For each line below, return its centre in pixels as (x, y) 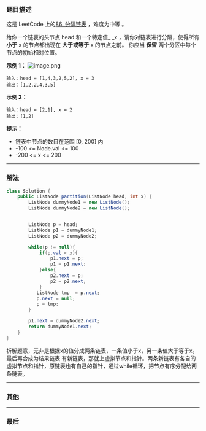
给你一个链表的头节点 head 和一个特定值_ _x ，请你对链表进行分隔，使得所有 (103, 37)
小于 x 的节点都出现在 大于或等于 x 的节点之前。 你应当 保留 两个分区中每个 (101, 45)
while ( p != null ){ (52, 247)
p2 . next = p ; (67, 276)
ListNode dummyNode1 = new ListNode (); (79, 203)
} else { (48, 270)
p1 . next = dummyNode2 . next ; (64, 321)
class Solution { (29, 191)
